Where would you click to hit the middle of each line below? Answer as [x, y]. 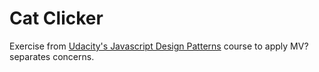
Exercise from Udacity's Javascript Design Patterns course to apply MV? [159, 46]
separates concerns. [52, 56]
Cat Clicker [56, 18]
